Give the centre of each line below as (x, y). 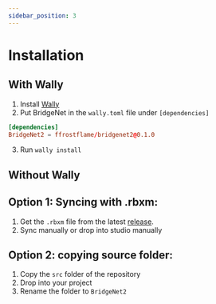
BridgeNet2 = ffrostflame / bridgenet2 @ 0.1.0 (82, 134)
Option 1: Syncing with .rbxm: (83, 202)
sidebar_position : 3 (43, 16)
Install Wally (39, 104)
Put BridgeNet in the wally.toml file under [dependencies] (114, 112)
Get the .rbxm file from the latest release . (86, 222)
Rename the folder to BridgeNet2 (73, 291)
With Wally (36, 85)
